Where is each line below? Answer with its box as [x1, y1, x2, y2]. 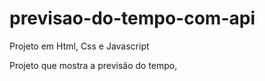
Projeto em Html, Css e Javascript [9, 40, 150, 52]
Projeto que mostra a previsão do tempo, [9, 59, 178, 71]
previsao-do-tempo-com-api [9, 7, 256, 30]
